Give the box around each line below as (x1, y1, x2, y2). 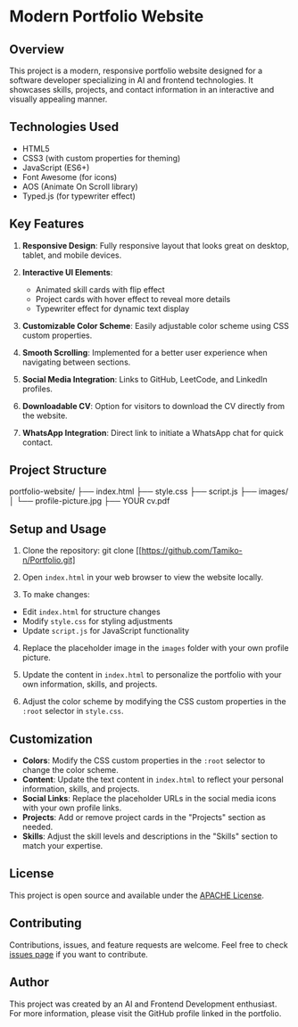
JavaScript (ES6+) (21, 162, 90, 173)
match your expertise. (21, 841, 103, 851)
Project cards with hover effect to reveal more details (35, 293, 231, 304)
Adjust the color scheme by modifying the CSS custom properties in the (21, 696, 287, 707)
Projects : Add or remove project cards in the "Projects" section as (21, 812, 266, 823)
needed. (21, 822, 54, 833)
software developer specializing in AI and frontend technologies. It (9, 75, 253, 86)
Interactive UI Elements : (21, 267, 113, 277)
